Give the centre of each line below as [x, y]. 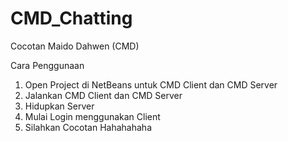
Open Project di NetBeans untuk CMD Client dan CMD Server [151, 84]
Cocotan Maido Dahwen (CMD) [75, 46]
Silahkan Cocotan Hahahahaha [88, 127]
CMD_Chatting [71, 18]
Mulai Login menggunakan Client [92, 116]
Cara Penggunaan [47, 65]
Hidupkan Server [59, 106]
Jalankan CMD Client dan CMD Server [103, 95]
